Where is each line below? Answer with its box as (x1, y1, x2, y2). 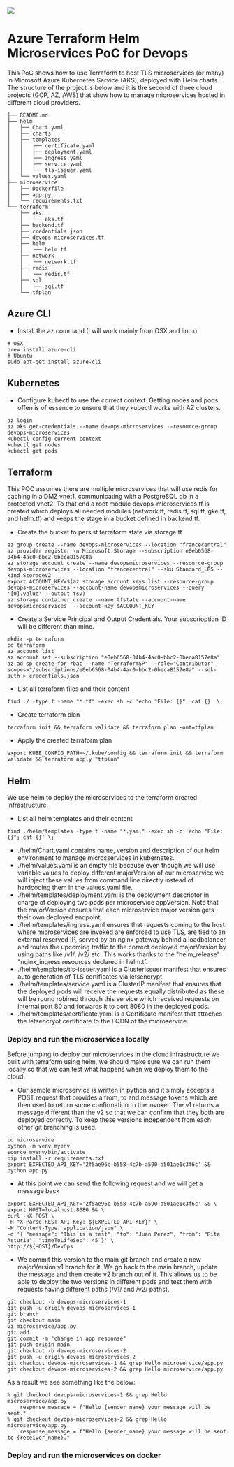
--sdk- (198, 666, 217, 673)
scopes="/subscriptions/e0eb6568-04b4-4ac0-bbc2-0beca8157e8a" (7, 666, 196, 673)
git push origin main (7, 1341, 71, 1348)
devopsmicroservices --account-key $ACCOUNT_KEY (7, 603, 155, 610)
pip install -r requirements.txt (7, 1155, 105, 1162)
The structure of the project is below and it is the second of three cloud (7, 83, 213, 92)
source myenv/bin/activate (7, 1149, 86, 1156)
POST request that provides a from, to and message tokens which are (17, 1093, 218, 1102)
